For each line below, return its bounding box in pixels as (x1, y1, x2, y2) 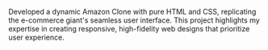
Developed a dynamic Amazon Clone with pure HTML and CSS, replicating (8, 7, 257, 16)
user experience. (8, 32, 65, 42)
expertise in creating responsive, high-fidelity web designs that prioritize (8, 24, 250, 33)
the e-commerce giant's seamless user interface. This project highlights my (8, 15, 260, 25)
